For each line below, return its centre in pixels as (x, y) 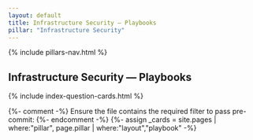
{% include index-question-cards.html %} (76, 96)
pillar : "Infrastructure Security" (67, 30)
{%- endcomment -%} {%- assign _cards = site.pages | (126, 120)
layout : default (35, 15)
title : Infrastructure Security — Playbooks (82, 23)
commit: (21, 120)
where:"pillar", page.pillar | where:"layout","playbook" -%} (102, 128)
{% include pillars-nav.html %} (58, 53)
